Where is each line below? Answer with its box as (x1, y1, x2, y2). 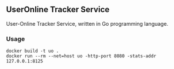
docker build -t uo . (6, 48, 59, 54)
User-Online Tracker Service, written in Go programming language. (6, 20, 169, 27)
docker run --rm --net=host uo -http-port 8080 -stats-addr (6, 53, 157, 59)
